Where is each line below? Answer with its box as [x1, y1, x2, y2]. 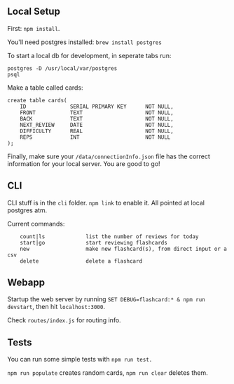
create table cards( [7, 97, 68, 104]
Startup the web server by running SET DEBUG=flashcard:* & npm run [7, 295, 205, 303]
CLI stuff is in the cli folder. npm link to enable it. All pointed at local [7, 198, 205, 207]
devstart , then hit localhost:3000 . [7, 303, 105, 311]
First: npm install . [7, 24, 60, 32]
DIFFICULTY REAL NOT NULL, [20, 128, 174, 135]
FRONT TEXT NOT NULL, [20, 109, 174, 116]
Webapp [7, 277, 46, 289]
